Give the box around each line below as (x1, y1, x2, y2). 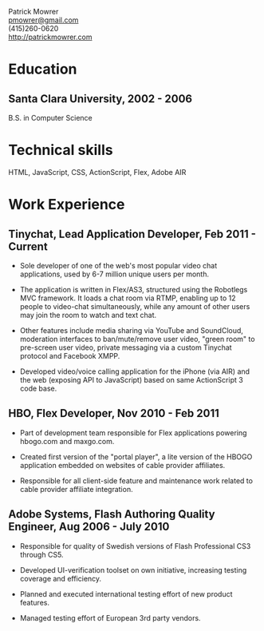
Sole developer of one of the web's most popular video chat (19, 260, 218, 270)
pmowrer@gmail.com (8, 15, 79, 25)
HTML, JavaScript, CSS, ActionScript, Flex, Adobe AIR (8, 167, 187, 177)
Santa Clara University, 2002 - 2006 (8, 92, 193, 105)
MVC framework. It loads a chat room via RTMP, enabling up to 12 (19, 293, 237, 303)
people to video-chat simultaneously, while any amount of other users (19, 301, 250, 311)
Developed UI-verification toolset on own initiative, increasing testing (19, 565, 247, 574)
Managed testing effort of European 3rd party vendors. (19, 613, 201, 622)
